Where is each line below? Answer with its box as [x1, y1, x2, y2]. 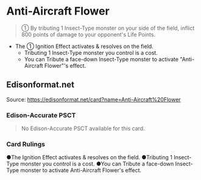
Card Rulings [6, 140, 46, 148]
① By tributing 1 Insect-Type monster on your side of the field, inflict [21, 24, 195, 32]
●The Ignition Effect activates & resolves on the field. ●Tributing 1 [6, 154, 172, 161]
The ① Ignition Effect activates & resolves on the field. [15, 43, 153, 50]
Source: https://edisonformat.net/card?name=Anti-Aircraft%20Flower [6, 95, 181, 103]
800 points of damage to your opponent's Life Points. [21, 30, 156, 38]
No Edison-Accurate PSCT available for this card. [21, 125, 145, 132]
